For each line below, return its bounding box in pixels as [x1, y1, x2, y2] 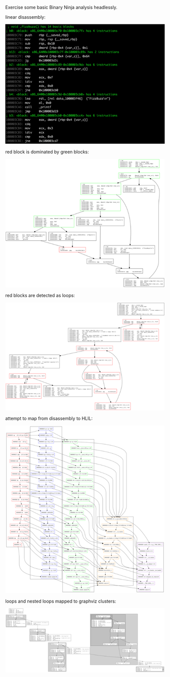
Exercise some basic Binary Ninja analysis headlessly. [5, 5, 118, 10]
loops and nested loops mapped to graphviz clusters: [5, 598, 116, 604]
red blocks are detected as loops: [5, 292, 75, 299]
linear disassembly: [5, 14, 46, 20]
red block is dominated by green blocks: [5, 149, 89, 155]
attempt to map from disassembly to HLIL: [5, 415, 93, 421]
